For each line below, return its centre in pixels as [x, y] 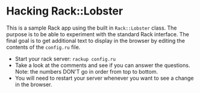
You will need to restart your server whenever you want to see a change [104, 78]
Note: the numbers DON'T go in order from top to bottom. [86, 71]
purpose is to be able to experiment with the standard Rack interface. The [98, 34]
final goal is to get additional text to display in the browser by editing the [96, 40]
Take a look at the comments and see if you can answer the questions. [102, 65]
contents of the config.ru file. [43, 47]
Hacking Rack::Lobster [65, 11]
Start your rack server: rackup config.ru [65, 59]
